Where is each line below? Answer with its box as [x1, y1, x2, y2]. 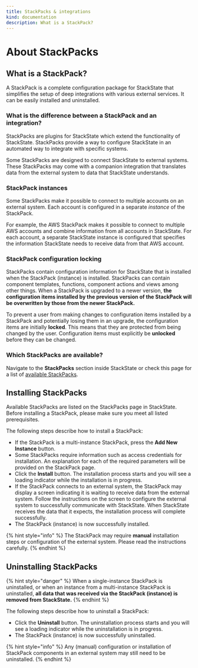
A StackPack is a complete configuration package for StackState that [6, 84, 174, 92]
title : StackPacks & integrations [6, 8, 91, 15]
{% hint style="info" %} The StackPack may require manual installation [6, 532, 179, 539]
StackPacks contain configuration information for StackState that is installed [6, 268, 192, 275]
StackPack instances [6, 184, 68, 192]
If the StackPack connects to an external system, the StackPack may [14, 483, 182, 490]
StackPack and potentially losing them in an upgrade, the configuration [6, 317, 179, 325]
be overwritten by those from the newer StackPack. [6, 300, 136, 307]
